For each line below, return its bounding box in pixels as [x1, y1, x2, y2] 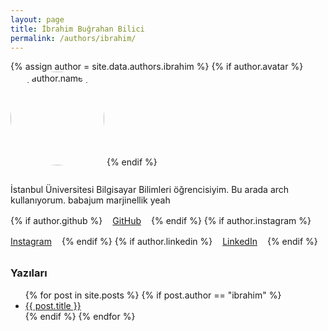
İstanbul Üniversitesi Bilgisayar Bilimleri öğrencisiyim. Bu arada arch [10, 184, 290, 196]
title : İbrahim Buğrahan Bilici [10, 24, 145, 34]
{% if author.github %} [10, 215, 103, 227]
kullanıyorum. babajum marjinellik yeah [10, 194, 171, 206]
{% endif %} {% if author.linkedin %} [61, 236, 213, 248]
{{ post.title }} [24, 299, 82, 311]
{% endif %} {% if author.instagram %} [151, 215, 312, 227]
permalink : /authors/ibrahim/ [10, 33, 137, 43]
